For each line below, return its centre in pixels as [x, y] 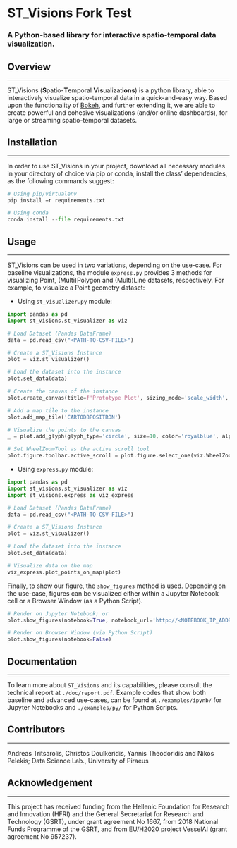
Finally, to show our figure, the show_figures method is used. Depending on [117, 586]
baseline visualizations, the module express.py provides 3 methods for [110, 273]
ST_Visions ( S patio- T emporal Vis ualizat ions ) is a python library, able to [111, 90]
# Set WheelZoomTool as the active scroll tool [79, 449]
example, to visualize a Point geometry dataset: [76, 288]
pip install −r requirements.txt [56, 200]
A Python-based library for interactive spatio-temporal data [112, 35]
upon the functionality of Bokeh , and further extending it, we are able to [111, 105]
